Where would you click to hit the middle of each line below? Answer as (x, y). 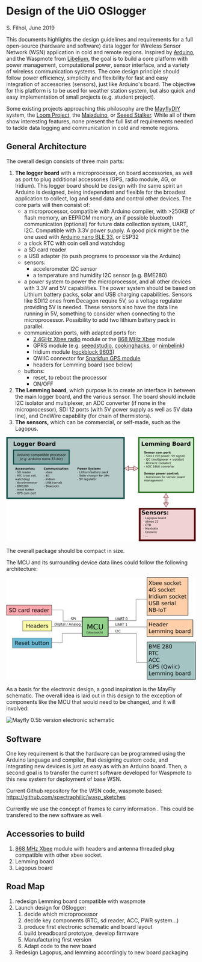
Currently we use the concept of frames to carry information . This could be (100, 809)
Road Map (26, 886)
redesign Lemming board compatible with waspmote (80, 901)
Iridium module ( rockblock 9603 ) (74, 352)
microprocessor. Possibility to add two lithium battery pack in (99, 319)
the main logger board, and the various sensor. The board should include (105, 396)
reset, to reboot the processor (70, 377)
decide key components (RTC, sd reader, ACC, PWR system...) (101, 920)
